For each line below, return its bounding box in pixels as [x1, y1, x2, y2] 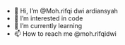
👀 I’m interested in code [13, 14, 83, 22]
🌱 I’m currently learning [13, 22, 83, 30]
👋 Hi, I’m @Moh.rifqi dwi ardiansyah [13, 7, 119, 15]
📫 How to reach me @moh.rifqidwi [13, 30, 117, 38]
